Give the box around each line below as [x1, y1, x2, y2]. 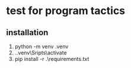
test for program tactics [6, 4, 126, 18]
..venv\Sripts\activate [14, 49, 67, 56]
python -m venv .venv [14, 43, 69, 50]
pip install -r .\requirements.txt [14, 56, 90, 62]
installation [6, 28, 49, 38]
